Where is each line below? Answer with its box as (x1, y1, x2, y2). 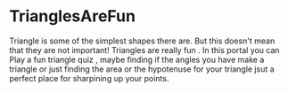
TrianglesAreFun (9, 6, 136, 27)
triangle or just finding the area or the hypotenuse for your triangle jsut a (9, 64, 275, 74)
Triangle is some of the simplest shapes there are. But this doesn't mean (9, 35, 276, 46)
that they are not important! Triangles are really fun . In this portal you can (9, 44, 280, 55)
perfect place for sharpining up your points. (9, 73, 169, 83)
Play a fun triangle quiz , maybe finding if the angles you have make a (9, 54, 265, 65)
